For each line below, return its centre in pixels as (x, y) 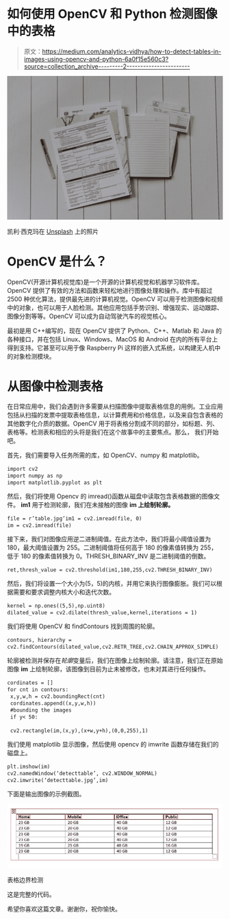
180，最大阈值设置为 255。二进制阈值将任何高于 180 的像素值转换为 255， (112, 547)
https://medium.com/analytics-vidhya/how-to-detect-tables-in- (132, 51)
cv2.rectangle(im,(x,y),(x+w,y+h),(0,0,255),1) (79, 731)
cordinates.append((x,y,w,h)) (53, 703)
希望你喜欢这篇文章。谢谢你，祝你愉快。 (64, 909)
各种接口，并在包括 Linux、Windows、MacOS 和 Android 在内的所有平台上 (113, 339)
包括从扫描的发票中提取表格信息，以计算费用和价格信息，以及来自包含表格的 (115, 415)
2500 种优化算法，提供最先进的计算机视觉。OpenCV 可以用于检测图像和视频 (115, 299)
